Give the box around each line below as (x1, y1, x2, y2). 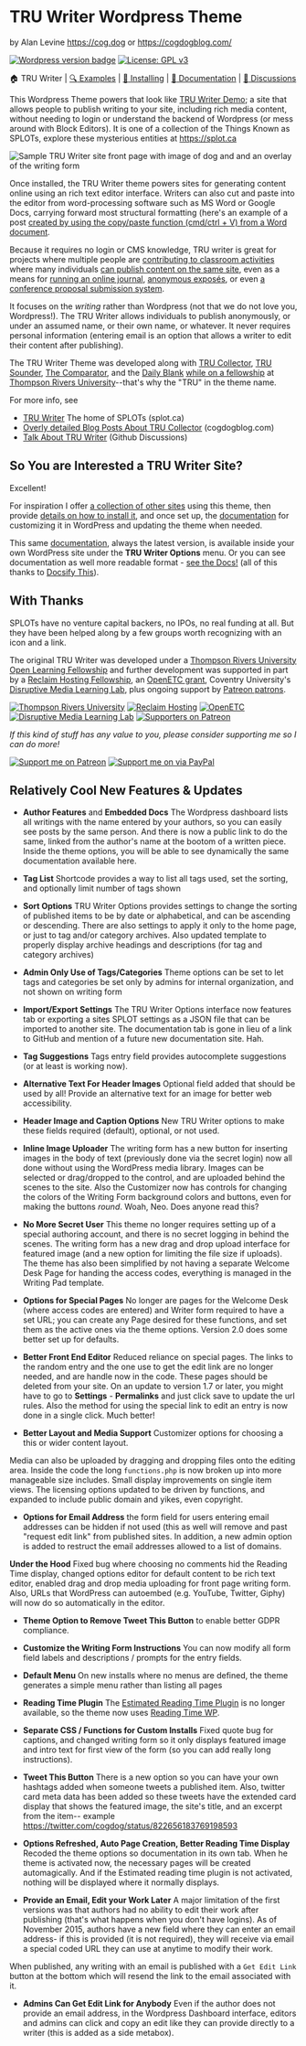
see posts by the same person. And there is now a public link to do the (22, 826, 288, 838)
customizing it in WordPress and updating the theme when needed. (9, 520, 263, 530)
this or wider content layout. (22, 1438, 129, 1449)
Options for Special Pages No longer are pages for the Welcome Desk (22, 1295, 289, 1306)
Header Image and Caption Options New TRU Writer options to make (22, 1116, 285, 1127)
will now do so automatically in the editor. (9, 1598, 165, 1609)
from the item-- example (22, 1811, 116, 1822)
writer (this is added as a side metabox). (22, 2028, 174, 2039)
